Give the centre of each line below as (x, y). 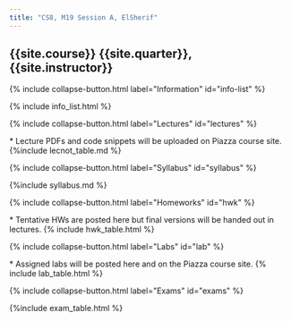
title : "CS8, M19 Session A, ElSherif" (84, 17)
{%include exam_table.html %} (66, 308)
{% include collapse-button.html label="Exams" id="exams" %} (127, 291)
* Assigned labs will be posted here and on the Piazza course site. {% (138, 264)
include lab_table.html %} (56, 274)
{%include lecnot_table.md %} (66, 151)
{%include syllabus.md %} (58, 185)
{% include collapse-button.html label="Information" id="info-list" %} (137, 89)
